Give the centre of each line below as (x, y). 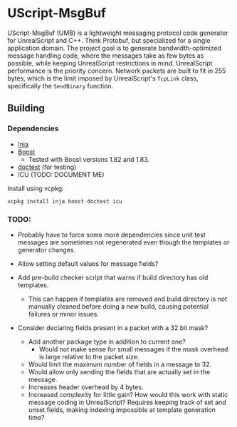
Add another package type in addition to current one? (107, 341)
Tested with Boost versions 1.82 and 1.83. (89, 159)
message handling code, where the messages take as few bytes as (106, 56)
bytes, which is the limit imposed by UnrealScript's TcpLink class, (103, 78)
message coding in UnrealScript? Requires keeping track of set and (127, 402)
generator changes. (47, 249)
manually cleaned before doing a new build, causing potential (118, 306)
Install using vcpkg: (36, 188)
